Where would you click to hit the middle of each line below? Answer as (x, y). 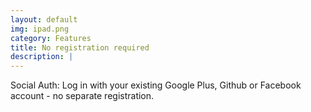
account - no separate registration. (82, 96)
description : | (42, 57)
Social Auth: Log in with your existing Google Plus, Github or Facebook (156, 85)
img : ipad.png (40, 29)
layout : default (44, 19)
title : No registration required (80, 47)
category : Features (51, 38)
